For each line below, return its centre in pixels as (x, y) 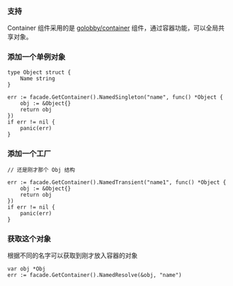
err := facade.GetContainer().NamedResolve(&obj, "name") (95, 275)
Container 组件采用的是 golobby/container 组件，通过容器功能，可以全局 (113, 28)
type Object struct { (39, 72)
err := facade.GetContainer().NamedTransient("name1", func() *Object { (117, 182)
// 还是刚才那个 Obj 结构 (41, 170)
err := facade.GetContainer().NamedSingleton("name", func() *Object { (115, 97)
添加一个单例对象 (36, 57)
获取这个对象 (29, 238)
